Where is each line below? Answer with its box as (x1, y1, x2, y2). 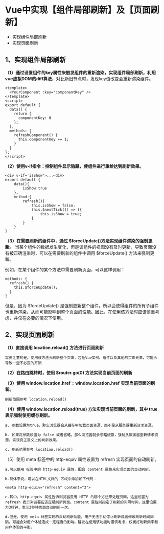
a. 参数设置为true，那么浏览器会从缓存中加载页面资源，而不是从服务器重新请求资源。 (5, 423, 156, 428)
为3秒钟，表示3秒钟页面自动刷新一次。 (5, 505, 72, 510)
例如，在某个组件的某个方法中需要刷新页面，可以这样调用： (5, 266, 125, 272)
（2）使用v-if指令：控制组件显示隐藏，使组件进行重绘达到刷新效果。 (5, 163, 144, 169)
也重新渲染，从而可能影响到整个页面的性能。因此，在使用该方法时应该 (5, 309, 147, 315)
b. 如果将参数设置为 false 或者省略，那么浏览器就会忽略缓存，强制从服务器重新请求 (5, 432, 155, 437)
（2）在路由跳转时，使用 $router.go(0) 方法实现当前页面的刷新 (5, 370, 133, 375)
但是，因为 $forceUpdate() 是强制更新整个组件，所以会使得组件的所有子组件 (5, 302, 159, 308)
